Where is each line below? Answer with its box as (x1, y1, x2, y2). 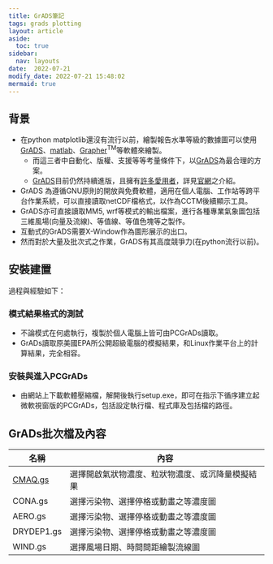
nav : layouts (15, 58, 60, 66)
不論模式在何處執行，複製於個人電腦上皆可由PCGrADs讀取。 (19, 328, 223, 338)
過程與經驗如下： (8, 286, 66, 295)
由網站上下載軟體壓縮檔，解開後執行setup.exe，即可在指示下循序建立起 (19, 390, 260, 400)
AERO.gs (12, 510, 46, 522)
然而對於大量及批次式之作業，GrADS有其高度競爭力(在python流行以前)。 (19, 236, 264, 246)
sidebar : (8, 50, 38, 58)
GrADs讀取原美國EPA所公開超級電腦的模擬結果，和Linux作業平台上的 (19, 338, 252, 348)
